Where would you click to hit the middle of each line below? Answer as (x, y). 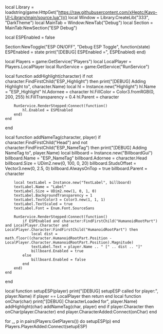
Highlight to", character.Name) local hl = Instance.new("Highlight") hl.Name (81, 87)
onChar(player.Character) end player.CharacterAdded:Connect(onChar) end (81, 312)
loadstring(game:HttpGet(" (32, 12)
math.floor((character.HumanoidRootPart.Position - (58, 238)
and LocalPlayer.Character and (37, 225)
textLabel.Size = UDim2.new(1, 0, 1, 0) (55, 191)
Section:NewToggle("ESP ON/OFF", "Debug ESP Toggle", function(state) (78, 47)
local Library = (19, 7)
